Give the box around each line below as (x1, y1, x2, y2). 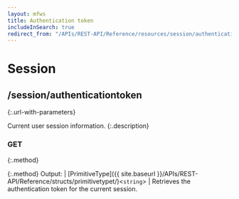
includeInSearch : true (7, 23, 75, 31)
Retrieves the (152, 177, 191, 185)
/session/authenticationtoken (7, 89, 142, 101)
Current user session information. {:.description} (7, 122, 149, 130)
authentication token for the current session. (7, 184, 138, 193)
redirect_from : (7, 30, 53, 38)
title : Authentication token (7, 17, 94, 24)
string (123, 178, 143, 185)
